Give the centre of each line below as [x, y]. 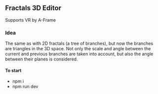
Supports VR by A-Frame [30, 20]
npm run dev [25, 87]
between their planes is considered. [41, 59]
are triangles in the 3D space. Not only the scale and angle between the [78, 49]
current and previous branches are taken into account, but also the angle [79, 54]
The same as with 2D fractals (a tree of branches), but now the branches [79, 43]
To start [13, 70]
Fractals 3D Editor [33, 8]
